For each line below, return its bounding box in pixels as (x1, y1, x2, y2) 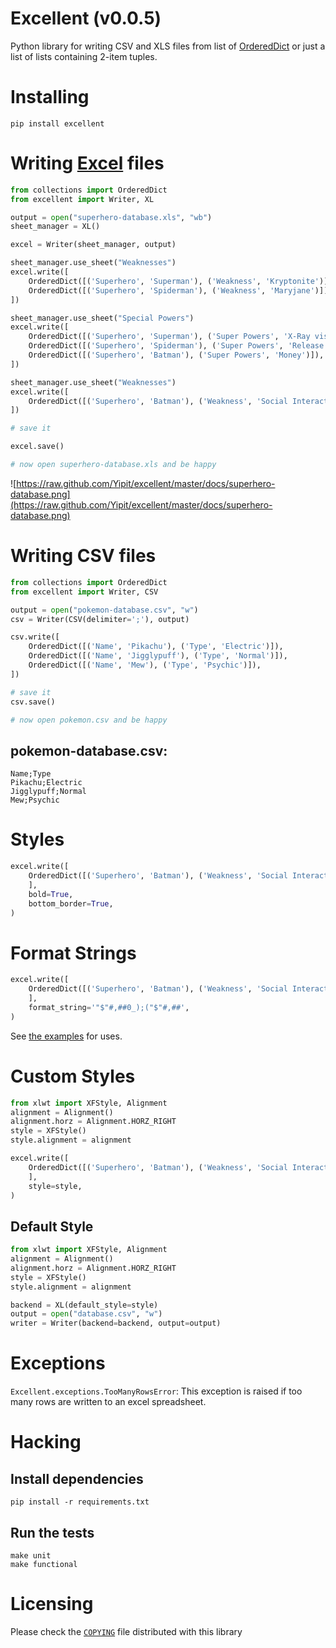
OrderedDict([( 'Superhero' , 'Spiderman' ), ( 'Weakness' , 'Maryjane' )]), (28, 285, 333, 296)
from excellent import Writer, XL (10, 194, 155, 204)
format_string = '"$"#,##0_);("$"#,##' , (28, 1002, 190, 1012)
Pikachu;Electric (10, 778, 83, 788)
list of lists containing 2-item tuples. (10, 50, 158, 62)
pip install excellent (10, 118, 105, 129)
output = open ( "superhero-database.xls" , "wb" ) (10, 212, 213, 222)
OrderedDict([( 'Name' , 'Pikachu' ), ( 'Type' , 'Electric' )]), (28, 642, 284, 652)
